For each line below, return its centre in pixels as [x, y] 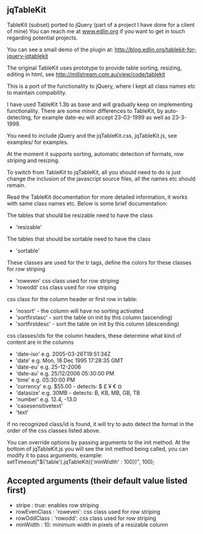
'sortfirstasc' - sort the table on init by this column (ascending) [94, 317]
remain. [16, 185]
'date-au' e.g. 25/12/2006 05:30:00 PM [65, 373]
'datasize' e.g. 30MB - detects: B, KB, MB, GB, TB [78, 393]
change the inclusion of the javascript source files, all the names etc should [101, 179]
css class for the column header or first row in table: [72, 299]
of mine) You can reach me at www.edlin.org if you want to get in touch [96, 31]
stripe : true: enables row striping [57, 505]
